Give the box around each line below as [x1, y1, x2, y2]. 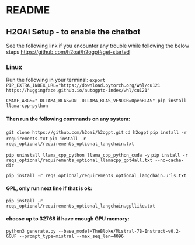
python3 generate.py [6, 228, 57, 234]
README [6, 4, 50, 17]
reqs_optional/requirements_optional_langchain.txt [6, 141, 134, 147]
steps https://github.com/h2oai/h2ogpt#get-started [6, 49, 130, 56]
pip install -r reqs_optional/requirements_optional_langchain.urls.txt [6, 172, 187, 178]
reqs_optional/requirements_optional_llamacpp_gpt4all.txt [6, 157, 153, 163]
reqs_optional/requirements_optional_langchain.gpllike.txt [6, 203, 156, 209]
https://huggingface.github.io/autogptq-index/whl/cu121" [6, 88, 150, 94]
